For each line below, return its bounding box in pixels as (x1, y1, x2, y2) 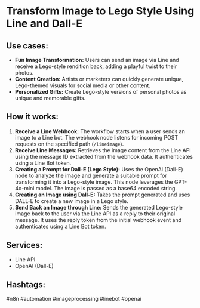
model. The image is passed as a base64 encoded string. (35, 184, 177, 192)
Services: (6, 240, 43, 250)
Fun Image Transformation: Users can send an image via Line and (14, 57, 179, 63)
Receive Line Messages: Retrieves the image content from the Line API (14, 146, 191, 153)
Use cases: (6, 41, 49, 51)
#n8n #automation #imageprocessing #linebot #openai (6, 295, 141, 303)
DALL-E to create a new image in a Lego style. (14, 197, 128, 204)
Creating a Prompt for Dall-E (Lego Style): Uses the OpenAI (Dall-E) (14, 165, 183, 173)
